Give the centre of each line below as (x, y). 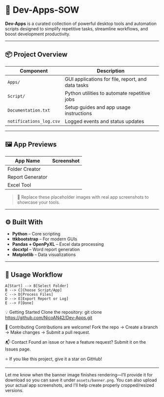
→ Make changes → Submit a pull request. (48, 332)
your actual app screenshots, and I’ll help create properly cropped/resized (80, 385)
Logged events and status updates (104, 121)
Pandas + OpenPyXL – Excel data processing (58, 244)
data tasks (77, 85)
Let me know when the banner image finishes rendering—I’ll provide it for (79, 375)
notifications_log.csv (34, 121)
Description (111, 70)
